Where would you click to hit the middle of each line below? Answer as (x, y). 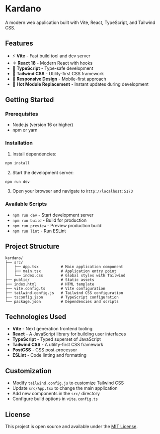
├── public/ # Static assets (50, 280)
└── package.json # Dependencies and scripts (62, 301)
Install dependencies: (34, 154)
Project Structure (32, 246)
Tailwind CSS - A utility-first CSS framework (58, 345)
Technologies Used (36, 317)
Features (19, 44)
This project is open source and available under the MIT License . (72, 427)
